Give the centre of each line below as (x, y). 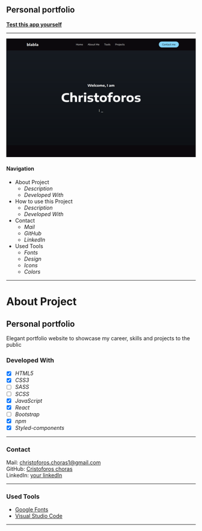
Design (33, 259)
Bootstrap (27, 414)
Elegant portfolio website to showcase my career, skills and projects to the (98, 338)
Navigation (20, 169)
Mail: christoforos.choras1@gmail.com (54, 462)
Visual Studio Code (39, 516)
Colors (32, 272)
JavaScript (29, 400)
